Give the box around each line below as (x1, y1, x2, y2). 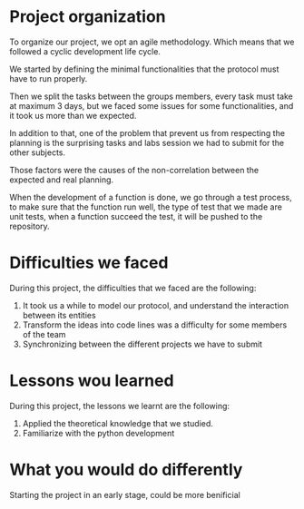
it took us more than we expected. (9, 110, 137, 121)
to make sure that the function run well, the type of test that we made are (9, 201, 283, 212)
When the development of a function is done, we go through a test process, (9, 191, 292, 202)
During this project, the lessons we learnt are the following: (9, 400, 230, 411)
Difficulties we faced (9, 252, 169, 273)
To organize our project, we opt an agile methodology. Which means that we (9, 36, 295, 47)
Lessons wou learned (9, 370, 174, 391)
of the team (22, 328, 66, 339)
